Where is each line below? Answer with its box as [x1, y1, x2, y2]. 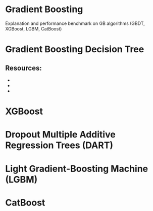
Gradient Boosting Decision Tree [5, 44, 144, 55]
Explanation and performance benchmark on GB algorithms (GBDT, [5, 20, 145, 26]
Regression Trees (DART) [5, 139, 114, 151]
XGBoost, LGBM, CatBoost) [5, 25, 62, 31]
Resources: [5, 63, 42, 72]
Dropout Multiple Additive [5, 129, 116, 140]
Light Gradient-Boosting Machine [5, 163, 148, 174]
